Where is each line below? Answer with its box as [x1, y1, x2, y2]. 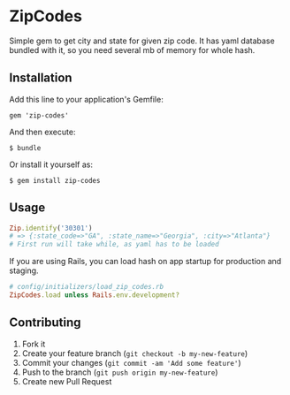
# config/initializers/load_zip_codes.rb [9, 283, 164, 292]
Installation [9, 71, 72, 86]
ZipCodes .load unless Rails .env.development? [9, 291, 179, 300]
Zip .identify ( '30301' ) [9, 224, 93, 232]
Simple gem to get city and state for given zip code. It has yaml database [9, 35, 276, 46]
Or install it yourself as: [9, 159, 93, 170]
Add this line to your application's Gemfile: [9, 94, 164, 104]
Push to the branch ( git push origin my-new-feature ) [21, 367, 218, 377]
